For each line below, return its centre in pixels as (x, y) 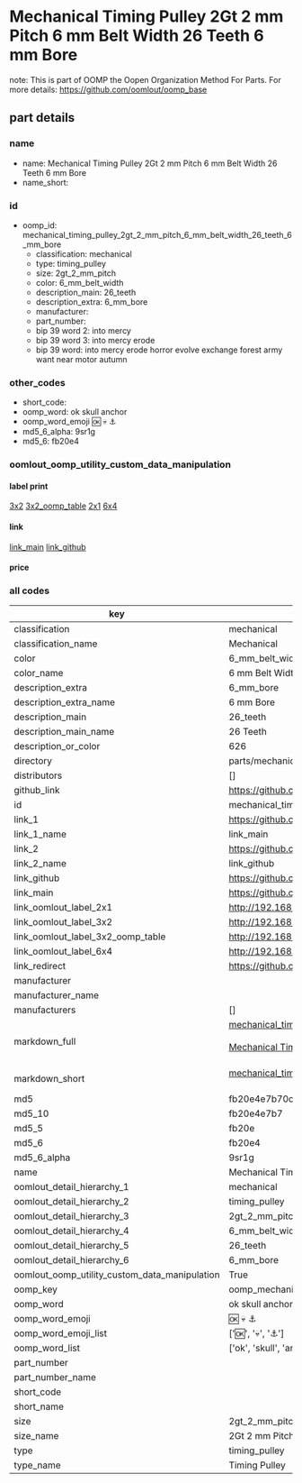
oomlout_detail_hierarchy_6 (71, 1260)
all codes (30, 590)
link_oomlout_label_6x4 (63, 951)
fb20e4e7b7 (256, 1113)
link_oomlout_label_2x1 (63, 908)
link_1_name (40, 834)
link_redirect (40, 966)
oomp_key (36, 1289)
